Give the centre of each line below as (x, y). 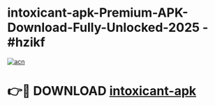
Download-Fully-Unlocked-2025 (104, 27)
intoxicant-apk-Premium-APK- (98, 13)
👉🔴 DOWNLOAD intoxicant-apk (102, 91)
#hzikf (26, 42)
